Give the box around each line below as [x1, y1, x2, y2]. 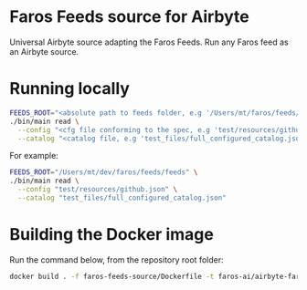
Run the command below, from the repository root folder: [9, 254, 224, 265]
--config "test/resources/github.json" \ [17, 185, 178, 194]
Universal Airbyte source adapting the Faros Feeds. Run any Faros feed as [9, 36, 290, 47]
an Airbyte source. [9, 46, 79, 57]
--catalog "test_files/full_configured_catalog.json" [17, 193, 227, 202]
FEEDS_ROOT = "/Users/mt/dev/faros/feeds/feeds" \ [9, 168, 198, 177]
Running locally [9, 78, 131, 99]
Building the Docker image [9, 224, 215, 245]
